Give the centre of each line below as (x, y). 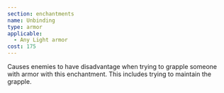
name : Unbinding (31, 20)
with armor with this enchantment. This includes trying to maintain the (109, 74)
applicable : (25, 33)
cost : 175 (22, 46)
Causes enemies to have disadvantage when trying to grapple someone (112, 67)
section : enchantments (41, 14)
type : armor (25, 27)
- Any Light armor (41, 40)
